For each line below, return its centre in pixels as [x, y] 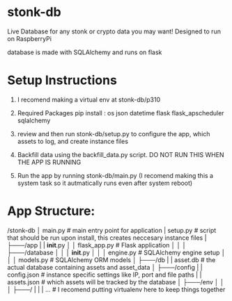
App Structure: [51, 211]
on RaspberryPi [30, 38]
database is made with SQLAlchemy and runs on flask [85, 52]
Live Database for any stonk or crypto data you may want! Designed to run [114, 31]
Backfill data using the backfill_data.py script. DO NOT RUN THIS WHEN [121, 154]
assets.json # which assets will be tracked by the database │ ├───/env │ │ [116, 282]
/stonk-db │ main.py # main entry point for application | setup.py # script [112, 230]
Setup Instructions [62, 80]
